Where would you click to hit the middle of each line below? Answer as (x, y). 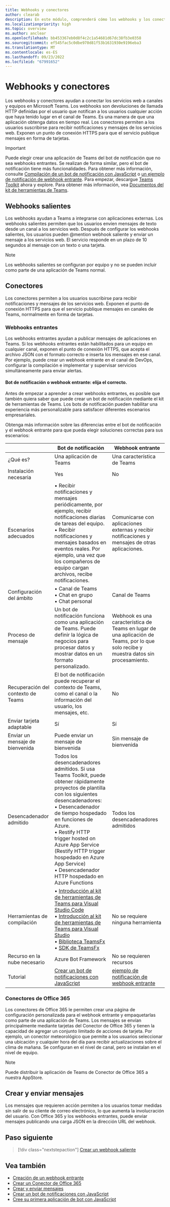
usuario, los (68, 706)
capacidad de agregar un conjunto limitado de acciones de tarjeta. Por (79, 1031)
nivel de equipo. (22, 1052)
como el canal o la (76, 694)
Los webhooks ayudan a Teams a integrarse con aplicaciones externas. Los (84, 218)
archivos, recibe (73, 574)
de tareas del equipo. (79, 524)
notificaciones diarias (80, 518)
